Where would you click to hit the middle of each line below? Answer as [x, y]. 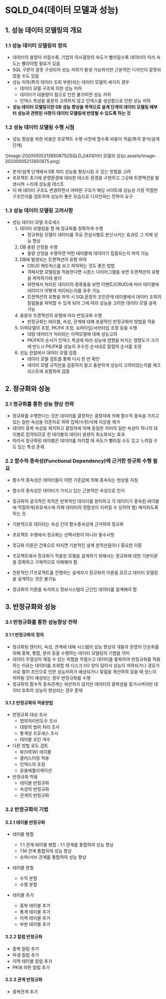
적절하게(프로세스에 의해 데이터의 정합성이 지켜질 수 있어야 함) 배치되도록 [88, 507]
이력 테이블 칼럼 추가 [32, 961]
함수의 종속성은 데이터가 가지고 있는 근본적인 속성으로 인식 [69, 491]
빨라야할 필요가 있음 [41, 63]
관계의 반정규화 [34, 795]
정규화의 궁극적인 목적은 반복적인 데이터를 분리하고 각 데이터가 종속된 [79, 501]
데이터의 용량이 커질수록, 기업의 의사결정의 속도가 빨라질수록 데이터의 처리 [84, 57]
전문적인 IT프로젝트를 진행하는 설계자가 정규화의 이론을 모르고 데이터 [79, 573]
